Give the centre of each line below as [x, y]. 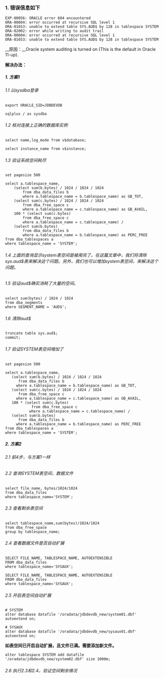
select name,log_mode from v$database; [46, 140]
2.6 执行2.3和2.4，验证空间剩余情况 [41, 670]
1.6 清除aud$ [18, 318]
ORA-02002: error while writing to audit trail [55, 31]
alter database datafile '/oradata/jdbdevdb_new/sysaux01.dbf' [71, 632]
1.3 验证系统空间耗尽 [26, 160]
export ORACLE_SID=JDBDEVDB [34, 105]
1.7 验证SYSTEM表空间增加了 [34, 349]
